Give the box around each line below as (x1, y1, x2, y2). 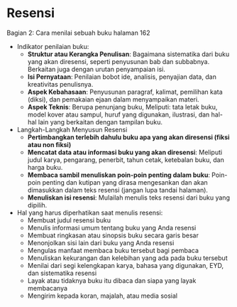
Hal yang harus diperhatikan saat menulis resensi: (16, 208, 163, 217)
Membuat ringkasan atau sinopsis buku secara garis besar (27, 231, 199, 239)
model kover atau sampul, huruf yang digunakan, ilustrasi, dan (27, 110, 210, 119)
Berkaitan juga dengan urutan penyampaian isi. (27, 65, 166, 73)
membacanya (27, 284, 68, 292)
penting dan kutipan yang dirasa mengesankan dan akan (42, 178, 209, 186)
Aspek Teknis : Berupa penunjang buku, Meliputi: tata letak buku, (27, 102, 218, 111)
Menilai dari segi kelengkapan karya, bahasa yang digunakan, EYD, (27, 261, 224, 269)
